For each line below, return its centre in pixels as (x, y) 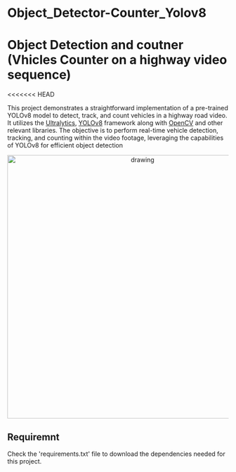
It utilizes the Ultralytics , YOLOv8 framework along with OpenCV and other (115, 123)
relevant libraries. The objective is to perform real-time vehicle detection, (113, 131)
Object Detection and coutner (96, 45)
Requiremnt (33, 437)
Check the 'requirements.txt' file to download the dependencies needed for (117, 454)
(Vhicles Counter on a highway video (117, 60)
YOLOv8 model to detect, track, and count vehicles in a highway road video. (117, 116)
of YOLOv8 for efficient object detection (65, 145)
